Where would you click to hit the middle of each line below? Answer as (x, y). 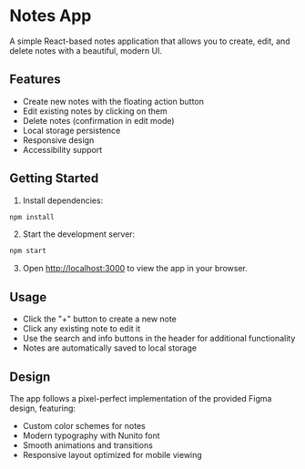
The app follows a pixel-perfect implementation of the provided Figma (141, 398)
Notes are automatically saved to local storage (110, 348)
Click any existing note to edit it (81, 329)
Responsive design (58, 140)
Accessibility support (62, 149)
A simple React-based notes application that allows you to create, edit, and (150, 41)
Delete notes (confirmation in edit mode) (98, 120)
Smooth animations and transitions (87, 445)
